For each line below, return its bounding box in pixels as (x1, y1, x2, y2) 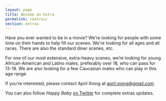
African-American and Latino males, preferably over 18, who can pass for (5, 60, 156, 66)
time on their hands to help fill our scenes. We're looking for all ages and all (5, 40, 160, 46)
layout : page (5, 7, 32, 12)
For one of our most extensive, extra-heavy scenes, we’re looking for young (5, 55, 161, 61)
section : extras (5, 21, 39, 26)
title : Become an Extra (5, 12, 55, 17)
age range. (5, 71, 27, 77)
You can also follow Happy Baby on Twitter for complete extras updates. (5, 90, 155, 96)
